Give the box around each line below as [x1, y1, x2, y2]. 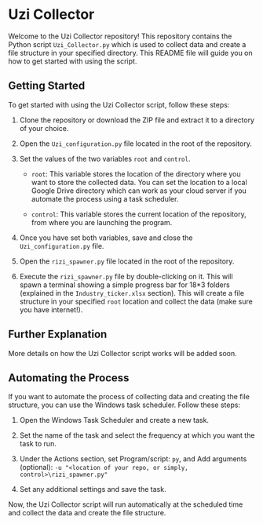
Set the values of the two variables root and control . [19, 154, 191, 163]
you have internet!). [19, 304, 83, 315]
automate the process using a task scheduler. [31, 194, 179, 203]
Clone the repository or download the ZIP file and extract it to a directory [19, 115, 255, 125]
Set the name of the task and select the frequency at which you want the [19, 431, 255, 440]
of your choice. [19, 123, 69, 133]
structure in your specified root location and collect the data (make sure [19, 297, 253, 306]
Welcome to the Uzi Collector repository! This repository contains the [8, 31, 232, 41]
